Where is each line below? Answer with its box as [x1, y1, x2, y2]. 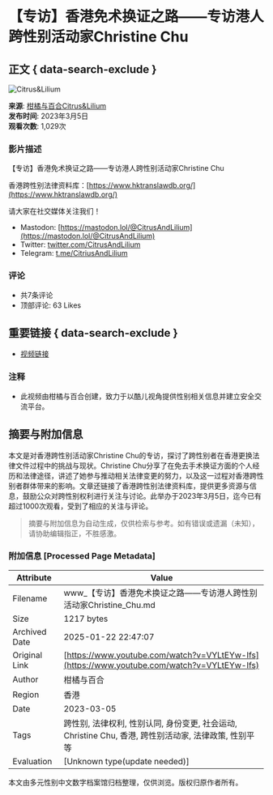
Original [12, 649, 43, 661]
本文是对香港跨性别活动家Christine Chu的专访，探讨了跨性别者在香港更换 [8, 450, 253, 460]
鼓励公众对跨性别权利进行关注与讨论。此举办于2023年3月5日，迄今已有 [22, 491, 262, 500]
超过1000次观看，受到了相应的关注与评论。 [8, 501, 153, 511]
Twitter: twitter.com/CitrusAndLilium [19, 240, 141, 249]
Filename [12, 593, 48, 604]
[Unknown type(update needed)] [63, 755, 190, 767]
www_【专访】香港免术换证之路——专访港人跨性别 [63, 587, 258, 598]
